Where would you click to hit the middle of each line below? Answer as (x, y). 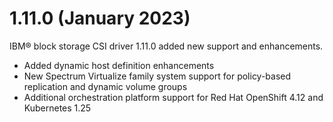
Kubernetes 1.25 (57, 108)
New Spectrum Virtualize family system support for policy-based (157, 76)
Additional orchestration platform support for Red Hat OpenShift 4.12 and (173, 97)
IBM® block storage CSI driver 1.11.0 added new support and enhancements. (166, 46)
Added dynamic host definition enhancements (119, 65)
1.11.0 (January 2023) (100, 18)
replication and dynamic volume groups (105, 86)
